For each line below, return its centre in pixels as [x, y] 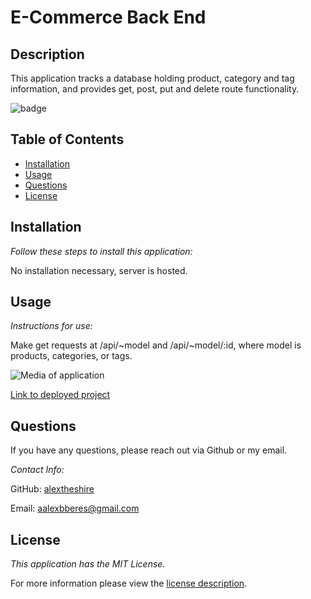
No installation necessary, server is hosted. [99, 270]
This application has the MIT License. [88, 564]
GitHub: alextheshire [52, 489]
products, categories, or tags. [71, 356]
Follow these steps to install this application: [101, 251]
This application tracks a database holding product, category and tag [152, 78]
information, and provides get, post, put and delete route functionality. [155, 89]
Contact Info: [37, 470]
